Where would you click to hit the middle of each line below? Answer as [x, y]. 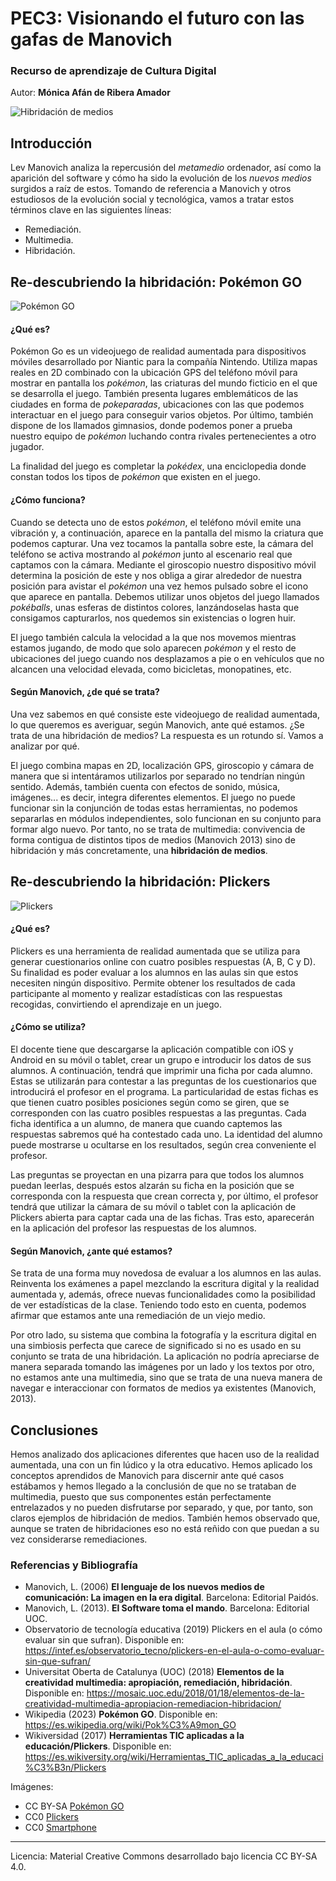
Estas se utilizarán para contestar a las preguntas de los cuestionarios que [163, 1081]
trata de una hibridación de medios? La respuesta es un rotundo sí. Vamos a [167, 735]
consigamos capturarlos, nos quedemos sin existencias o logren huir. [153, 618]
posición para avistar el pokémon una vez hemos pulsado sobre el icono [159, 586]
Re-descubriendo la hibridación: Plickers [140, 882]
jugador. [27, 447]
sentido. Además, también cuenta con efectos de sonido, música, [145, 786]
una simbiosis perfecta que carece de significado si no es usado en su [156, 1346]
